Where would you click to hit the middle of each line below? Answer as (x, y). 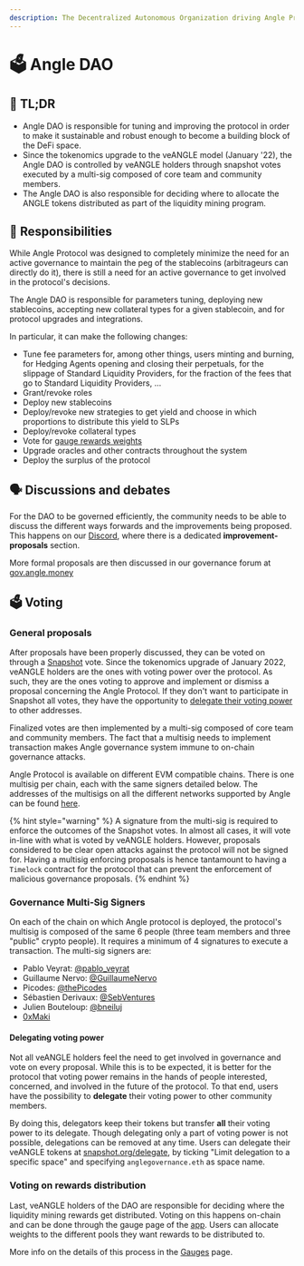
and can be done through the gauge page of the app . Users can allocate (144, 1224)
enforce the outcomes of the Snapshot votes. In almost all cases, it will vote (150, 830)
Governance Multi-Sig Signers (77, 902)
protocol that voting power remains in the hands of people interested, (138, 1077)
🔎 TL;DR (33, 104)
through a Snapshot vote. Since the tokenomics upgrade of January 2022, (148, 662)
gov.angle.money (42, 573)
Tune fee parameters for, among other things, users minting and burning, (158, 354)
